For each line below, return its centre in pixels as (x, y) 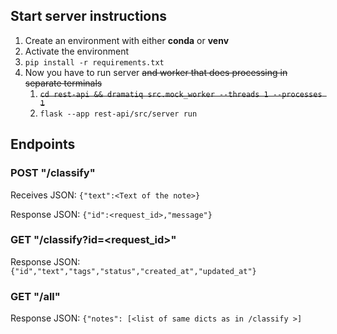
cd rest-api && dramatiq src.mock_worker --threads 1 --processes (181, 94)
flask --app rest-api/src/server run (118, 114)
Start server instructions (89, 16)
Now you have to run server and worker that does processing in (156, 72)
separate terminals (63, 83)
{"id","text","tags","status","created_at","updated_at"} (133, 271)
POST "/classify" (53, 173)
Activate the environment (77, 51)
